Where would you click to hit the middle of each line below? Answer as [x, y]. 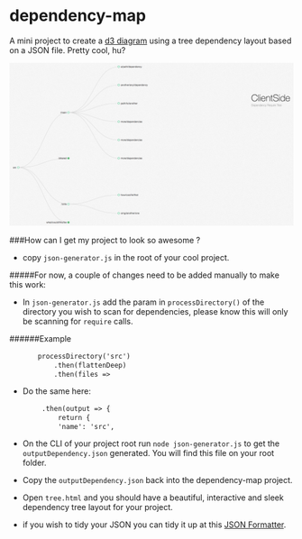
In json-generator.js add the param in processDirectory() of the [143, 302]
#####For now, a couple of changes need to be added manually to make [144, 275]
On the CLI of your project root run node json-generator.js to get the [151, 443]
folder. [34, 463]
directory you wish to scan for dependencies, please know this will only [155, 312]
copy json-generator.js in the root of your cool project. [126, 258]
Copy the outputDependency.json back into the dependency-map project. [157, 480]
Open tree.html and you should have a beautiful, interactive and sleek [153, 498]
